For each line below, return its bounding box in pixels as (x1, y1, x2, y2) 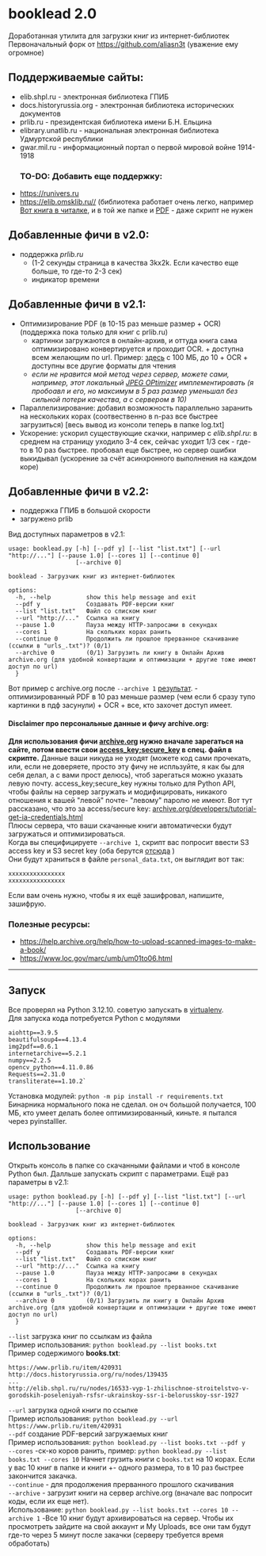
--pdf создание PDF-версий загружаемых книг (8, 1428, 169, 1439)
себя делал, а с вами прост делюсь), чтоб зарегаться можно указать (8, 770, 243, 779)
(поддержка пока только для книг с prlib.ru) (19, 327, 169, 337)
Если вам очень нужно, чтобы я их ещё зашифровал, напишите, (8, 890, 225, 900)
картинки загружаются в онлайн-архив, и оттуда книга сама (31, 335, 237, 345)
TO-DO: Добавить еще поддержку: (19, 170, 163, 182)
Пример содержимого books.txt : (8, 1348, 121, 1358)
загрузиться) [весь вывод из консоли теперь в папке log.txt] (19, 419, 225, 429)
